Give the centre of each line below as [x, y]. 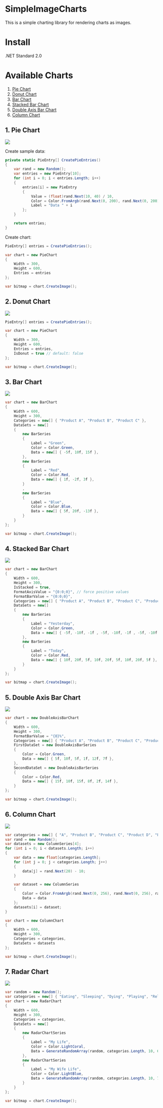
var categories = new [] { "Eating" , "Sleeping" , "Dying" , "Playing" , [77, 997]
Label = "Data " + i [52, 205]
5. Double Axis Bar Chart [43, 697]
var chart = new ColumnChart [34, 921]
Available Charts [39, 75]
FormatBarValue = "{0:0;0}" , [43, 596]
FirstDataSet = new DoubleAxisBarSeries [55, 745]
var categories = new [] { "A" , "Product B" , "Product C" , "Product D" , [79, 835]
